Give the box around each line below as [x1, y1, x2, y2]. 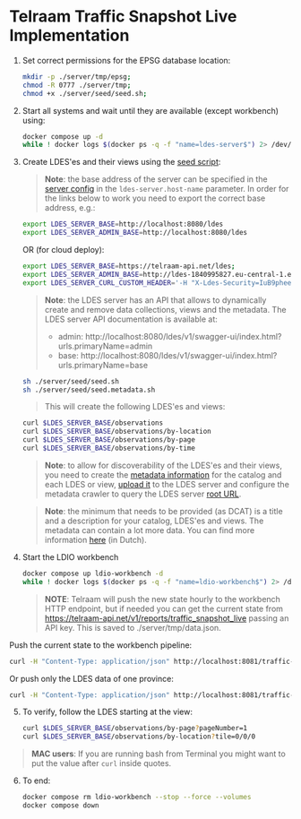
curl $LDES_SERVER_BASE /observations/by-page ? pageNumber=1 [21, 724, 248, 733]
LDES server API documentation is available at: [44, 314, 218, 324]
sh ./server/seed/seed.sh [21, 376, 119, 386]
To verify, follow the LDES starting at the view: [21, 706, 193, 718]
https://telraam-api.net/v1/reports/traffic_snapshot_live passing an [44, 612, 289, 624]
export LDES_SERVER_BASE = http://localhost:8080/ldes [21, 220, 224, 229]
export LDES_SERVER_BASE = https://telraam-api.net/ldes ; [21, 262, 236, 271]
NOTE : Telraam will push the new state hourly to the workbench [44, 593, 280, 604]
